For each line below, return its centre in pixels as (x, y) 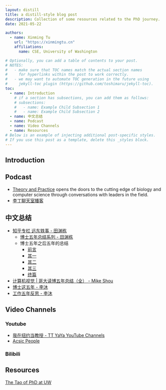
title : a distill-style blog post (41, 15)
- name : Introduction (32, 93)
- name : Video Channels (34, 126)
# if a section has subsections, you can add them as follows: (82, 98)
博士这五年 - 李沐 (30, 287)
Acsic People (26, 341)
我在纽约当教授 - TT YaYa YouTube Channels (58, 335)
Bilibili (13, 354)
